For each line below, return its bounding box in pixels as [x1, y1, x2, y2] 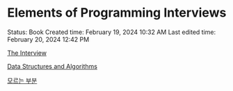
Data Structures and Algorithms [7, 62, 97, 70]
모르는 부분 [7, 76, 38, 85]
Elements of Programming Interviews [7, 5, 227, 21]
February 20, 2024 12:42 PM [7, 35, 90, 43]
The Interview [7, 49, 47, 57]
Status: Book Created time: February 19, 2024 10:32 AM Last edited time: [7, 28, 216, 36]
